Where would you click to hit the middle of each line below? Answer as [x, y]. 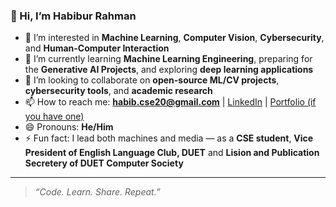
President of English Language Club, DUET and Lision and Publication [172, 153]
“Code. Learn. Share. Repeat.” [97, 192]
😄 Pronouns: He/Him [69, 127]
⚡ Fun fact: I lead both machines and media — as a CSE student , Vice [169, 138]
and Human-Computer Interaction [97, 48]
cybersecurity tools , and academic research [118, 91]
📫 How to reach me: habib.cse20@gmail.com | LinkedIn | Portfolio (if [170, 102]
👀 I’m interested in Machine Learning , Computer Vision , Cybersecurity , [174, 38]
